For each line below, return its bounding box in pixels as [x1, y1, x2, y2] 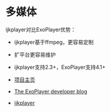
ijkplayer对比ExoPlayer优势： [5, 26, 76, 33]
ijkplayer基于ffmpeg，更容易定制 [14, 38, 94, 45]
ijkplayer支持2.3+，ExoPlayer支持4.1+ [14, 63, 106, 71]
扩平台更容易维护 [14, 51, 56, 58]
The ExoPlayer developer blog [14, 88, 88, 95]
